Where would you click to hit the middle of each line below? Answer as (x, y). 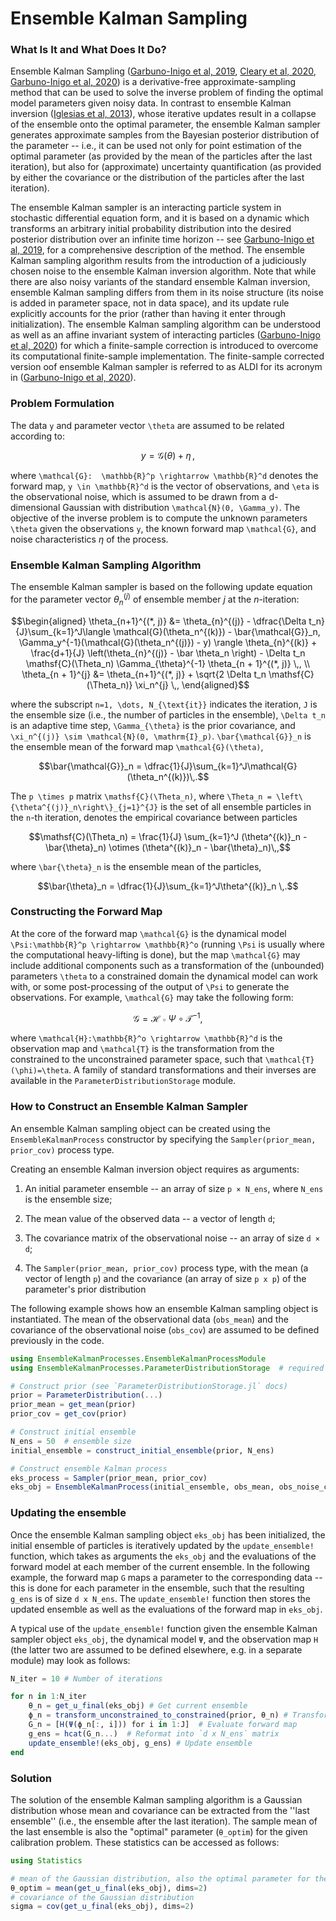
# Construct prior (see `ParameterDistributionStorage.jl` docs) (149, 1386)
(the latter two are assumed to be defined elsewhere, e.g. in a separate (156, 1649)
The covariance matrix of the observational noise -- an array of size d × (172, 1238)
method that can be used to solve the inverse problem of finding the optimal (167, 93)
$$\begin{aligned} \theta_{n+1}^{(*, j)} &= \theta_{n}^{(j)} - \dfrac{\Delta (159, 621)
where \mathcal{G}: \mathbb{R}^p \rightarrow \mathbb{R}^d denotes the (164, 475)
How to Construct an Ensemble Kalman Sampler (129, 1107)
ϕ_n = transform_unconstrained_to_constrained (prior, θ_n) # (158, 1715)
